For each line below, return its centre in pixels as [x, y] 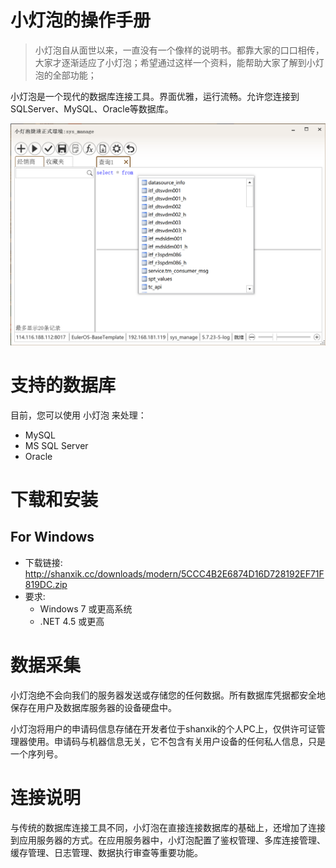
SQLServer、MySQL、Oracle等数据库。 [92, 108]
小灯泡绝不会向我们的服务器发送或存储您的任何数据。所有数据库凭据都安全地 [168, 695]
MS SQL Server [56, 445]
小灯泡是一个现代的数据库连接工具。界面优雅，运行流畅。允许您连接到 [155, 96]
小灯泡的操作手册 [81, 20]
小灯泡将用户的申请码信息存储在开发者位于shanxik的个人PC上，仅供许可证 [163, 728]
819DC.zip [46, 584]
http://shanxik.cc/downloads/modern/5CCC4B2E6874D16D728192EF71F [174, 573]
